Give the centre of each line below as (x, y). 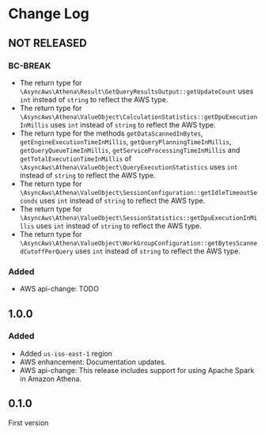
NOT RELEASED (47, 43)
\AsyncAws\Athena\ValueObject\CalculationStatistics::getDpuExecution (138, 117)
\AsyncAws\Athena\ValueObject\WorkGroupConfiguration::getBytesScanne (138, 243)
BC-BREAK (30, 66)
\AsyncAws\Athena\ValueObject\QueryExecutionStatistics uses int (129, 166)
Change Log (49, 14)
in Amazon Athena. (50, 379)
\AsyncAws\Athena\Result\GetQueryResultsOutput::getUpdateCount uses (136, 91)
